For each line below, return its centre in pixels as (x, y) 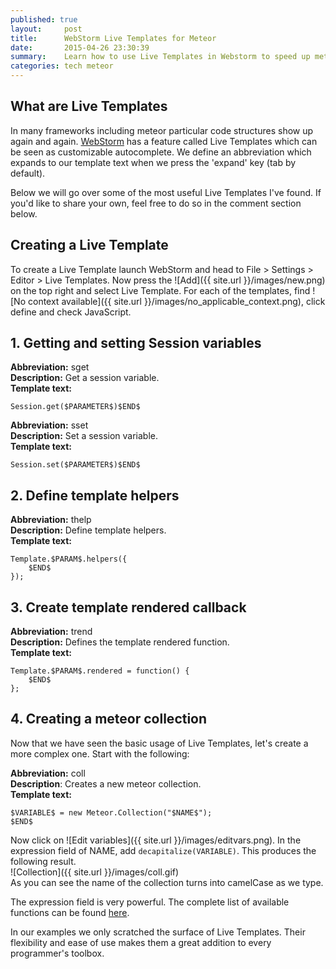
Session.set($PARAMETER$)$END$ (75, 465)
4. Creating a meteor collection (109, 719)
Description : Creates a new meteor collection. (106, 783)
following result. (43, 861)
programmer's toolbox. (57, 953)
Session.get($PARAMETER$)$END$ (75, 407)
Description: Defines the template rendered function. (120, 642)
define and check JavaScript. (71, 312)
